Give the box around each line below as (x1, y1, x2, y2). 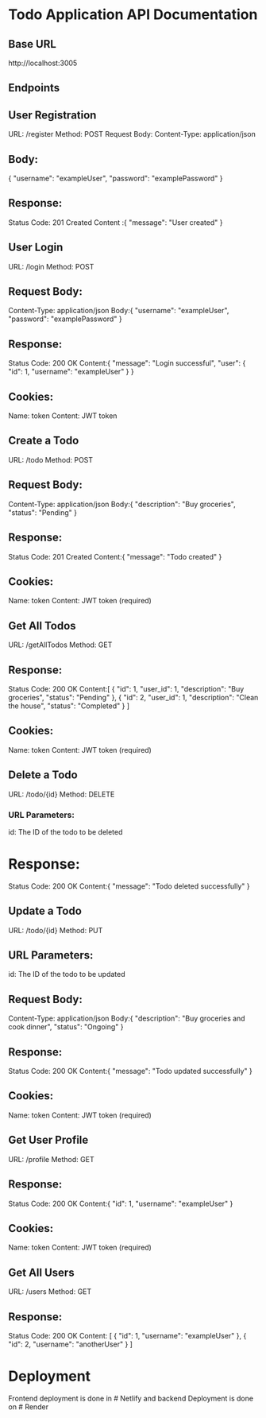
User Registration (8, 108, 97, 122)
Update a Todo (8, 905, 82, 918)
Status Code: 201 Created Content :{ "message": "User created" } (8, 217, 223, 227)
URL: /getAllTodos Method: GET (8, 640, 113, 649)
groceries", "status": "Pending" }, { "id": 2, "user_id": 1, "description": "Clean (8, 692, 259, 702)
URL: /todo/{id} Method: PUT (8, 925, 103, 935)
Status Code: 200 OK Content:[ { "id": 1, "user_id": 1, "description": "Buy (8, 684, 245, 693)
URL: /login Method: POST (8, 262, 94, 271)
